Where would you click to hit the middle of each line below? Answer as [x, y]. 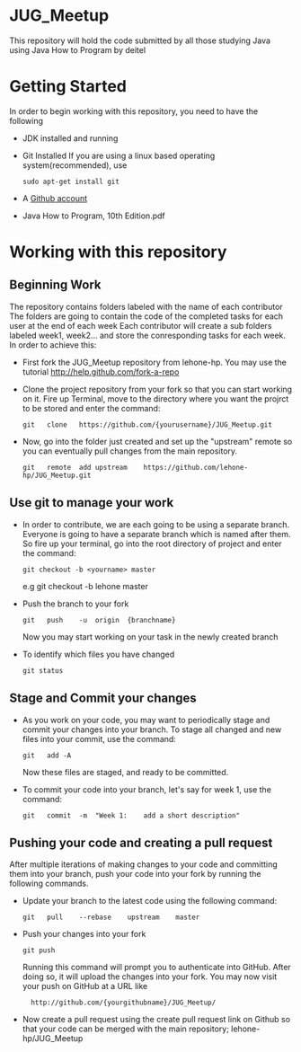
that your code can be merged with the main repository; [125, 1029]
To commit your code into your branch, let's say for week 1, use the [147, 789]
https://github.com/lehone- [196, 467]
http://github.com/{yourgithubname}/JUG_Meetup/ [124, 1003]
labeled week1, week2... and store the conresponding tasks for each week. [147, 335]
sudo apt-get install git [71, 181]
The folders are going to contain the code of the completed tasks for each [146, 316]
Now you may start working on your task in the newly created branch [150, 637]
